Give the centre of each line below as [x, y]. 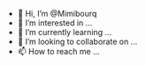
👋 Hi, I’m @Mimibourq [57, 14]
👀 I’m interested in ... [55, 23]
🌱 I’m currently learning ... [65, 32]
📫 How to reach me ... [58, 51]
